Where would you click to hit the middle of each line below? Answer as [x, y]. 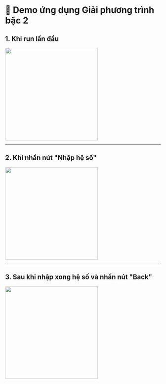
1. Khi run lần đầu [32, 39]
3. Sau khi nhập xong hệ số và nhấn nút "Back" [79, 277]
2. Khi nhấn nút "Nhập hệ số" [51, 158]
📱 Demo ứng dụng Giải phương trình [80, 10]
